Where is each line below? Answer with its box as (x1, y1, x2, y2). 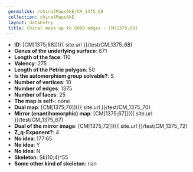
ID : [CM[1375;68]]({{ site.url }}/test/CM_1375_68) (14, 41, 133, 48)
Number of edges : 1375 (14, 85, 73, 92)
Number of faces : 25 (14, 91, 66, 98)
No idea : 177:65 (14, 135, 53, 142)
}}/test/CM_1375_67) (14, 116, 64, 124)
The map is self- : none (14, 98, 70, 105)
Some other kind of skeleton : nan (14, 160, 97, 167)
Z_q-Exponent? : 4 (14, 129, 60, 136)
